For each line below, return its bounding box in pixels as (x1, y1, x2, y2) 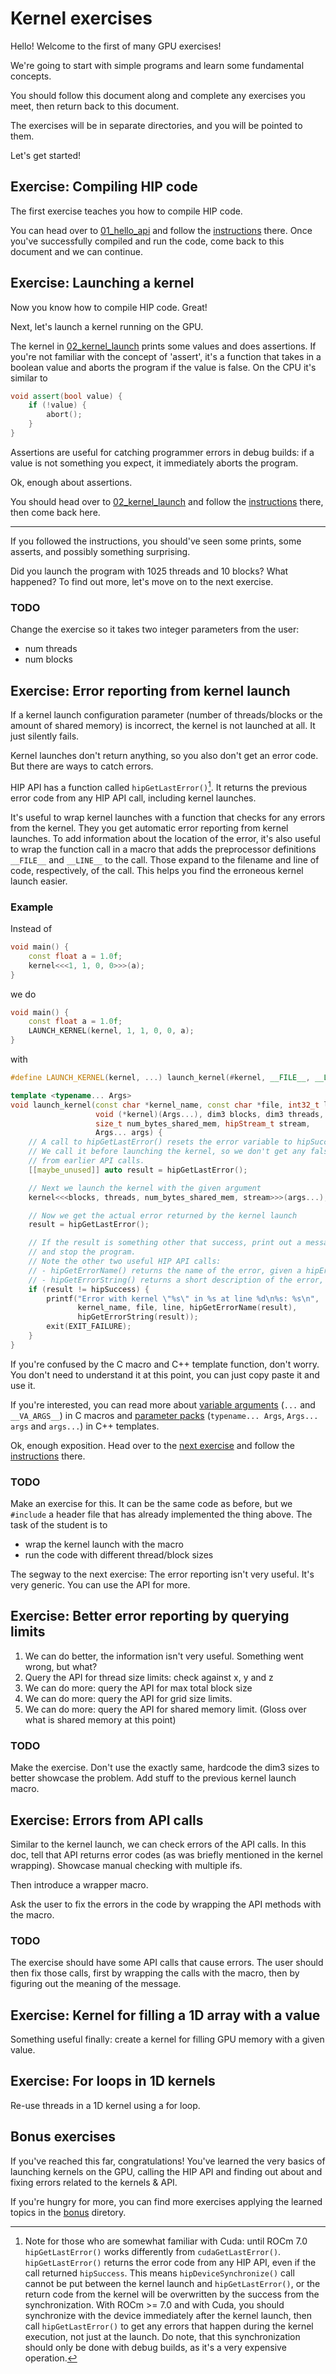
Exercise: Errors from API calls (10, 1812, 204, 1829)
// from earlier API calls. (28, 1156, 145, 1166)
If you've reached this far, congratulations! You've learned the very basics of (10, 2155, 326, 2167)
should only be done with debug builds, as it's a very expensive (24, 2341, 287, 2353)
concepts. (10, 70, 52, 82)
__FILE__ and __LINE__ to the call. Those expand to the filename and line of (10, 853, 320, 866)
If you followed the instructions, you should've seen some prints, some (10, 535, 302, 547)
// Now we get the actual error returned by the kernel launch (28, 1210, 298, 1221)
